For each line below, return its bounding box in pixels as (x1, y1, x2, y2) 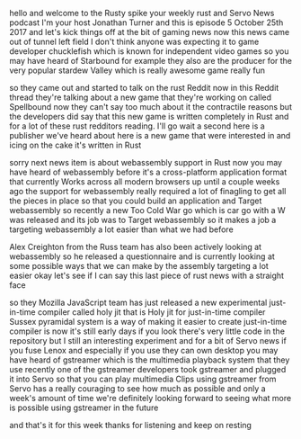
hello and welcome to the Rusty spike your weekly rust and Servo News (9, 8, 275, 18)
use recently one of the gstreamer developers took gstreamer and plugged (9, 364, 287, 374)
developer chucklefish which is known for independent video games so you (9, 46, 289, 57)
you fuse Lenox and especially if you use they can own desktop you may (9, 345, 279, 355)
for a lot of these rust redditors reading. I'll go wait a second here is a (9, 121, 265, 131)
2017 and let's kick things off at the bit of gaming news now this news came (9, 27, 290, 37)
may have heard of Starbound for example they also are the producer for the (9, 56, 293, 66)
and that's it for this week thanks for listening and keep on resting (9, 420, 252, 430)
